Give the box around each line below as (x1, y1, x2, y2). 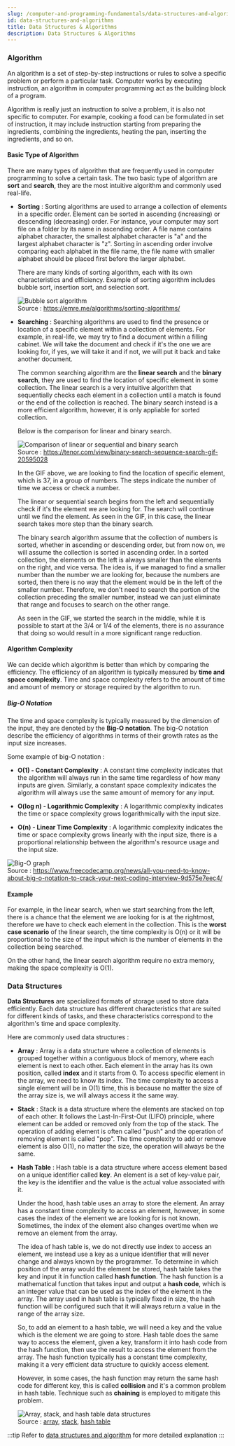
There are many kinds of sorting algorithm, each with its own (17, 268, 193, 276)
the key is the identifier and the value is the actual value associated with (17, 1178, 225, 1187)
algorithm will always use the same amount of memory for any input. (17, 788, 215, 797)
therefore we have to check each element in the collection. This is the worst (7, 920, 227, 929)
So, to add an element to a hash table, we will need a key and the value (17, 1323, 222, 1332)
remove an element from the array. (17, 1229, 117, 1238)
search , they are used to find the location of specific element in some (17, 376, 219, 384)
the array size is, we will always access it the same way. (17, 1091, 180, 1100)
